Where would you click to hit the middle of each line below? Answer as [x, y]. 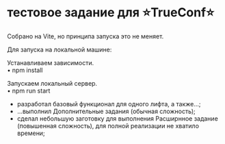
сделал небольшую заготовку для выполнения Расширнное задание [118, 118]
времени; [31, 133]
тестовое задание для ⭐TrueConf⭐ [111, 13]
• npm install [25, 70]
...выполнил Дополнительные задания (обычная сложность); [106, 111]
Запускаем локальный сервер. [52, 83]
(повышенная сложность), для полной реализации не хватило [108, 125]
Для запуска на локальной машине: [59, 49]
